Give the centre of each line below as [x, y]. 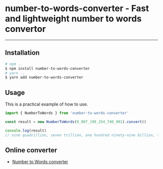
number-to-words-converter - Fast [77, 8]
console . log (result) [26, 131]
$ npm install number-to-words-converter [48, 68]
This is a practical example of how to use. [47, 104]
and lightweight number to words [73, 19]
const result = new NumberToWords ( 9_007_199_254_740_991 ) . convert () [76, 122]
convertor [25, 29]
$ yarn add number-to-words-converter [44, 77]
